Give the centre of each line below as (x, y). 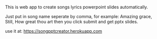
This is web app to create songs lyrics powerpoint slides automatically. (77, 7)
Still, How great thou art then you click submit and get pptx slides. (72, 22)
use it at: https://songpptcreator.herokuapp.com (53, 31)
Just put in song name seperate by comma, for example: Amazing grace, (78, 16)
